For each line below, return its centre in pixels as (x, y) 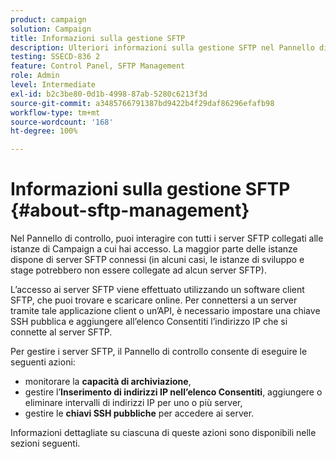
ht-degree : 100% (44, 131)
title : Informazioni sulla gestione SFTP (98, 38)
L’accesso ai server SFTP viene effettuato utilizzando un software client (157, 290)
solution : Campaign (51, 29)
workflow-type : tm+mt (55, 112)
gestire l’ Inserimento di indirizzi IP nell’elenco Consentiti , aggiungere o (173, 392)
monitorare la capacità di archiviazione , (108, 382)
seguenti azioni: (43, 362)
